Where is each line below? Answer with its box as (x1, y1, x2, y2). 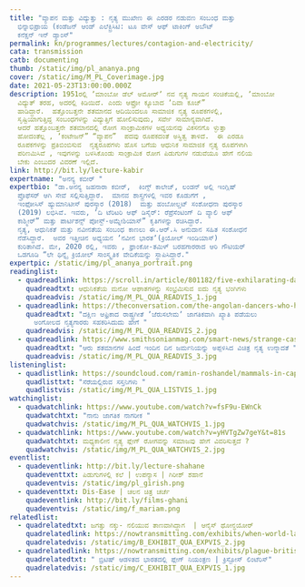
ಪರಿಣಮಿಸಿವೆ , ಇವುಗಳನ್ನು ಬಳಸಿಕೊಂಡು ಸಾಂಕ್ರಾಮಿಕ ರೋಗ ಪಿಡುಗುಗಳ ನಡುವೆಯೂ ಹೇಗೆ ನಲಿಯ (17, 148, 253, 157)
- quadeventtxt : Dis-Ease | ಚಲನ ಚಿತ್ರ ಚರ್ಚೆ (17, 487, 171, 496)
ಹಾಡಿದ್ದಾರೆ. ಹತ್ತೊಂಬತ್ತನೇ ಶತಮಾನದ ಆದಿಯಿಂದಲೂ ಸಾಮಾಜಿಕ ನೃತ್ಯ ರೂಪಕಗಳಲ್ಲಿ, (17, 106, 224, 116)
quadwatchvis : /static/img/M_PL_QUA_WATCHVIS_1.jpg (25, 420, 225, 429)
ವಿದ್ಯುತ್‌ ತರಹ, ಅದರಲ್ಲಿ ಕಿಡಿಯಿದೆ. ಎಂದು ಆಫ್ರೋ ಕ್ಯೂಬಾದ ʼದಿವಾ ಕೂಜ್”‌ (17, 97, 206, 107)
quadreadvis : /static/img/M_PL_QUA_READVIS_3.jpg (25, 351, 218, 360)
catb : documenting (9, 56, 79, 65)
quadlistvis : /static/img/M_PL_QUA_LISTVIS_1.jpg (25, 386, 218, 395)
